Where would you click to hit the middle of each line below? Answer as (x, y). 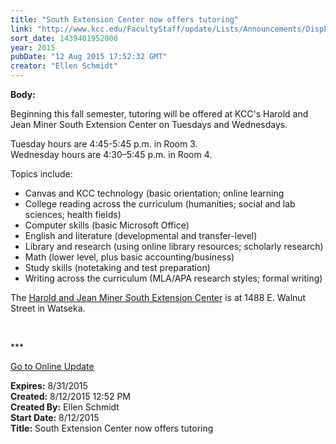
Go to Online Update (52, 366)
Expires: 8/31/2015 (49, 385)
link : (21, 29)
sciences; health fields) (73, 214)
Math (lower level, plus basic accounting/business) (129, 257)
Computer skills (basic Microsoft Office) (107, 225)
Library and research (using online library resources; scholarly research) (174, 246)
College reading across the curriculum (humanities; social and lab (160, 204)
